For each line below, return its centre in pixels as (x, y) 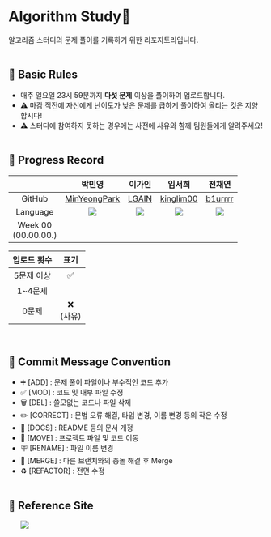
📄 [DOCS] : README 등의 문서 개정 (76, 428)
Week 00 (35, 224)
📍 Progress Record (56, 160)
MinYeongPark (92, 198)
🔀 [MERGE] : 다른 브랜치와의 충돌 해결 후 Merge (96, 461)
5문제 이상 (32, 275)
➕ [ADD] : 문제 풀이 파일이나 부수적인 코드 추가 (94, 382)
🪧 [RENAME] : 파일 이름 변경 (67, 448)
